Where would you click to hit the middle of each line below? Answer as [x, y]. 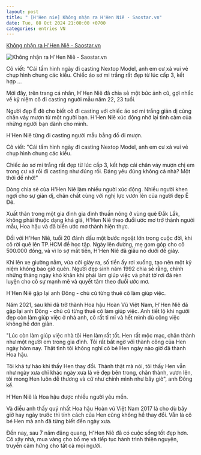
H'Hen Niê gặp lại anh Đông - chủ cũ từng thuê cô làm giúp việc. [86, 293]
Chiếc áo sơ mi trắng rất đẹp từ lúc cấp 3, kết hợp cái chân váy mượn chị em [100, 165]
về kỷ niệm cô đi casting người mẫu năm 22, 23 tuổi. [71, 100]
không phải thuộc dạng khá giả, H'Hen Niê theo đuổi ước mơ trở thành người [100, 220]
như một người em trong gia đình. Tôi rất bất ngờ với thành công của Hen [96, 342]
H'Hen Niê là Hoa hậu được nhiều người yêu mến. [67, 397]
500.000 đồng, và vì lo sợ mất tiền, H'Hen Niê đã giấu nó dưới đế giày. [93, 251]
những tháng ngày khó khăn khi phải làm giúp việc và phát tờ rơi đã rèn [94, 275]
